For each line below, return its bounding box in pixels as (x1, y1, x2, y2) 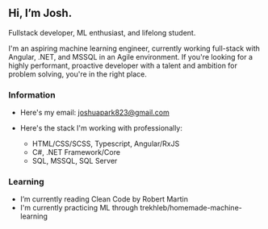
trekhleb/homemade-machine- (140, 203, 242, 213)
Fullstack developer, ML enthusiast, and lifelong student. (8, 27, 196, 37)
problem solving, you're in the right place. (8, 69, 148, 79)
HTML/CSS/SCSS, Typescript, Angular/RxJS (31, 139, 180, 148)
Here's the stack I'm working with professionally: (19, 123, 183, 133)
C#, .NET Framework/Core (31, 148, 121, 157)
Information (8, 89, 56, 100)
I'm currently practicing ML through (19, 203, 139, 213)
